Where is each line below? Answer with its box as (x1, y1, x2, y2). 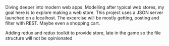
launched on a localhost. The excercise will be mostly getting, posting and (5, 15, 159, 20)
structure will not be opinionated (5, 35, 73, 41)
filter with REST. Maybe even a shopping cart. (5, 20, 100, 26)
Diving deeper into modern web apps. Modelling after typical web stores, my (5, 4, 164, 10)
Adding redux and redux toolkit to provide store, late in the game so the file (5, 30, 161, 35)
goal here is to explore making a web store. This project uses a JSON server (5, 9, 163, 15)
